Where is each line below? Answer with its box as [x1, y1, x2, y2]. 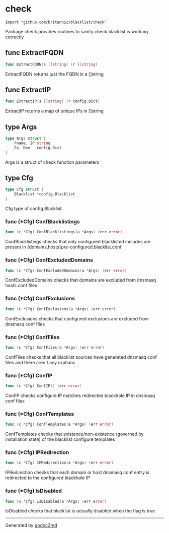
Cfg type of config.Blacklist [5, 206, 62, 212]
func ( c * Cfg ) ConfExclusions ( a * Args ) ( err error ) [5, 306, 116, 311]
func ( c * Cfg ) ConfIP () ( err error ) [5, 383, 82, 388]
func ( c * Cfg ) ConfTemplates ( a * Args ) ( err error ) [5, 422, 114, 427]
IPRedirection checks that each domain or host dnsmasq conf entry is [5, 470, 150, 476]
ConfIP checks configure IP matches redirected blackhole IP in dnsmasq [5, 392, 155, 398]
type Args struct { [5, 136, 46, 141]
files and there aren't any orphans [5, 359, 75, 365]
